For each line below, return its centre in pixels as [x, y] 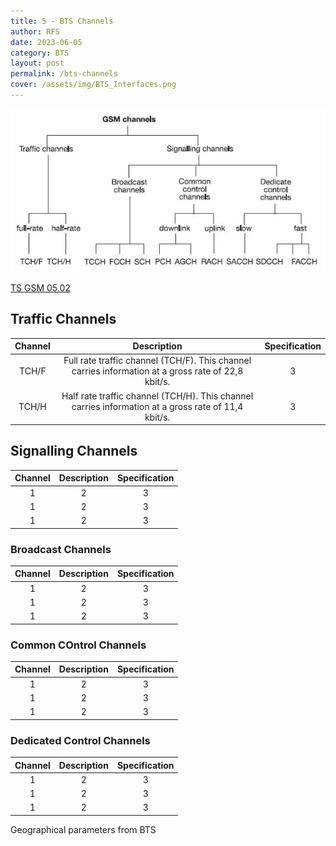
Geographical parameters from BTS [83, 829]
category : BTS [40, 53]
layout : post [37, 63]
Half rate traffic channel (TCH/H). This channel [157, 396]
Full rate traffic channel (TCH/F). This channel [157, 361]
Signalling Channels [74, 451]
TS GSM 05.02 [40, 287]
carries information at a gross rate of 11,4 [157, 406]
